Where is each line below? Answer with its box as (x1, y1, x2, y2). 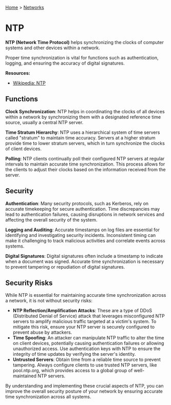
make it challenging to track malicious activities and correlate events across (5, 237, 165, 244)
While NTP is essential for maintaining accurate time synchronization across (5, 292, 166, 298)
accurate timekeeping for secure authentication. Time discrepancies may (5, 206, 160, 212)
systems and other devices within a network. (5, 45, 100, 51)
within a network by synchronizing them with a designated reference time (5, 114, 161, 120)
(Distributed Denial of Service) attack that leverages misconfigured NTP (12, 313, 165, 319)
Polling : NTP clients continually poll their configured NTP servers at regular (5, 155, 165, 161)
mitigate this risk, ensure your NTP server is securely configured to (12, 324, 155, 330)
